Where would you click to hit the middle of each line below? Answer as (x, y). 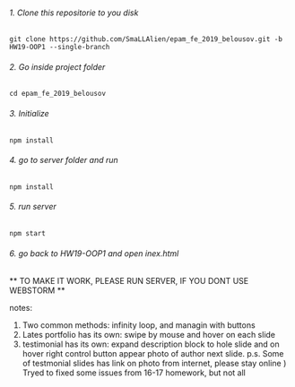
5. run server (33, 207)
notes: (21, 308)
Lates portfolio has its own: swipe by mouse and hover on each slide (149, 335)
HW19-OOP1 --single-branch (60, 47)
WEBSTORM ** (37, 290)
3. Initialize (29, 113)
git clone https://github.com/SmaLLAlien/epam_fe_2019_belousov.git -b (146, 39)
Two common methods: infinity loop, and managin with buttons (139, 325)
